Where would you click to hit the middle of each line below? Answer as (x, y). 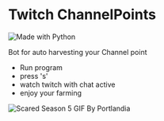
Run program (41, 67)
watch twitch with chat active (67, 84)
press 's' (34, 76)
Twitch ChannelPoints (82, 15)
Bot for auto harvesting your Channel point (78, 52)
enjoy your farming (50, 92)
